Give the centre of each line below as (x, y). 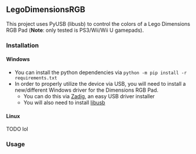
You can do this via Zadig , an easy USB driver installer (89, 96)
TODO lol (17, 129)
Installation (23, 45)
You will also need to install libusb (64, 102)
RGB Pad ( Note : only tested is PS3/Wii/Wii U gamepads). (75, 30)
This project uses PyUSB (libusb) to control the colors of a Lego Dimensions (98, 24)
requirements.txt (36, 78)
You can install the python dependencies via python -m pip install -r (101, 72)
